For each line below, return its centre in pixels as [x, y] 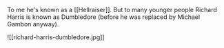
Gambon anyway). [33, 24]
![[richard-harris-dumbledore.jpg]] [56, 37]
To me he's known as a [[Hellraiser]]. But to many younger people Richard [112, 10]
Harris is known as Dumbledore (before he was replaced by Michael [104, 17]
